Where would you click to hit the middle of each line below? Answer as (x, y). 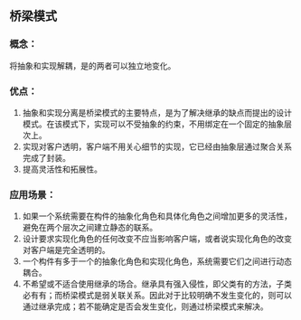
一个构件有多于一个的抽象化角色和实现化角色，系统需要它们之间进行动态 (157, 261)
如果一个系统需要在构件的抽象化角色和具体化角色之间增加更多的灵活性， (157, 216)
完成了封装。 (46, 157)
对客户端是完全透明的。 (66, 250)
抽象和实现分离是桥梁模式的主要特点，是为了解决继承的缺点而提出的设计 (157, 112)
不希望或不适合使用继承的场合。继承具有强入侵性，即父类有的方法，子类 (157, 284)
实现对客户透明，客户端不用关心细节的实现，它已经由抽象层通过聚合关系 (157, 146)
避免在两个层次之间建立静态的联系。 (90, 228)
